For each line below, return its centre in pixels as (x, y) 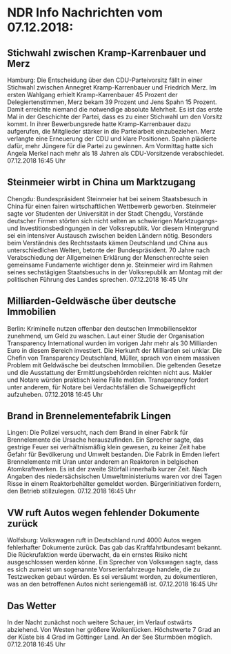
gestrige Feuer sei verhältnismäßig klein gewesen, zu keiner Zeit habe (107, 447)
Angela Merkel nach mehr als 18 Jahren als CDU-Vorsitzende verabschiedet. (116, 153)
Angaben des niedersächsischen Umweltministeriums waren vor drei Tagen (114, 476)
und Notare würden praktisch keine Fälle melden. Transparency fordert (108, 380)
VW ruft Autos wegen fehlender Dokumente (103, 512)
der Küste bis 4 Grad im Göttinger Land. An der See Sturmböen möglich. (110, 637)
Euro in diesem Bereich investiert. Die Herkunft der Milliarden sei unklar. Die (114, 350)
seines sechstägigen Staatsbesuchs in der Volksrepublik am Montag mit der (115, 272)
